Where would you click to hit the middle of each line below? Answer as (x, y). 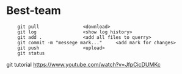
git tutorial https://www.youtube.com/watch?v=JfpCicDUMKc (83, 64)
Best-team (34, 11)
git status (31, 53)
